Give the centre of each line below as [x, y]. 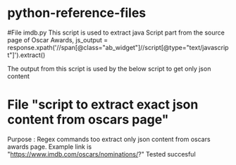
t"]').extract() [26, 55]
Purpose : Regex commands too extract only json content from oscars [109, 139]
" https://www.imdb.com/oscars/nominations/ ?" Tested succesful [101, 154]
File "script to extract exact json [103, 105]
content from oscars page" [88, 120]
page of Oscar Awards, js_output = [58, 39]
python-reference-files [77, 13]
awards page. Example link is [50, 147]
